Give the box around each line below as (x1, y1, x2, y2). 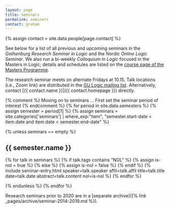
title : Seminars (5, 12, 40, 17)
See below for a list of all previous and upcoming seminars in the (5, 45, 141, 51)
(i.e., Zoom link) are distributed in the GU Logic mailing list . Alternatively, (5, 82, 156, 88)
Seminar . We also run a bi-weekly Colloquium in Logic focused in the (5, 56, 150, 62)
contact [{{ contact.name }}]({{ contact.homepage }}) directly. (5, 87, 135, 94)
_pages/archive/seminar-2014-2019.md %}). (5, 198, 98, 204)
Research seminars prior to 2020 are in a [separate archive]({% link (5, 193, 147, 199)
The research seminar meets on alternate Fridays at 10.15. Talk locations (5, 77, 156, 83)
